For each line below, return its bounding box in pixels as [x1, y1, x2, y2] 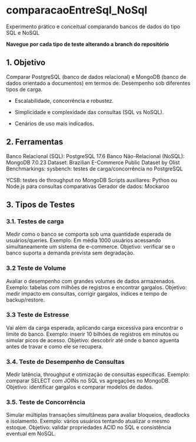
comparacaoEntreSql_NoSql [6, 4, 148, 17]
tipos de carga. [6, 86, 43, 93]
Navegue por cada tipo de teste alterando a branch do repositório [6, 41, 170, 48]
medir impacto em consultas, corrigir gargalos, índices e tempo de [6, 290, 168, 297]
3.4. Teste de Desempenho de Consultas [6, 357, 125, 366]
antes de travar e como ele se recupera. [6, 343, 103, 350]
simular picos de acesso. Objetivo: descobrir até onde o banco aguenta [6, 336, 180, 344]
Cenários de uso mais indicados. [14, 120, 94, 127]
